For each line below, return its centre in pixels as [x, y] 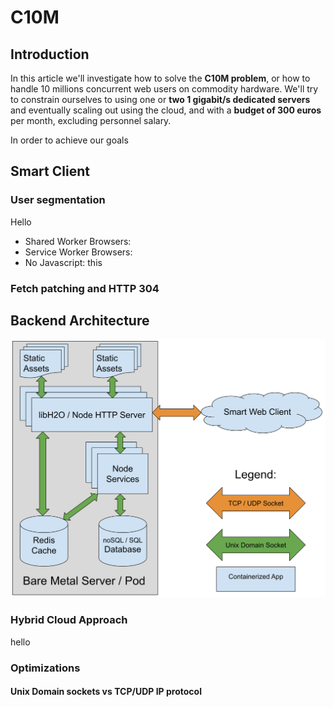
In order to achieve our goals [69, 140]
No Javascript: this [63, 262]
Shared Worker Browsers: [78, 241]
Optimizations [45, 668]
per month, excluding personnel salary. [91, 120]
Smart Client [50, 171]
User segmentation [58, 200]
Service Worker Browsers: [78, 252]
